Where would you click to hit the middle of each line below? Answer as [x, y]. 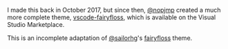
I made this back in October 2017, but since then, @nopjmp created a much [114, 10]
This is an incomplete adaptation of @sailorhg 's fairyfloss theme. [100, 38]
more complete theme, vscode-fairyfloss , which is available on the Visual [112, 17]
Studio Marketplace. [36, 24]
